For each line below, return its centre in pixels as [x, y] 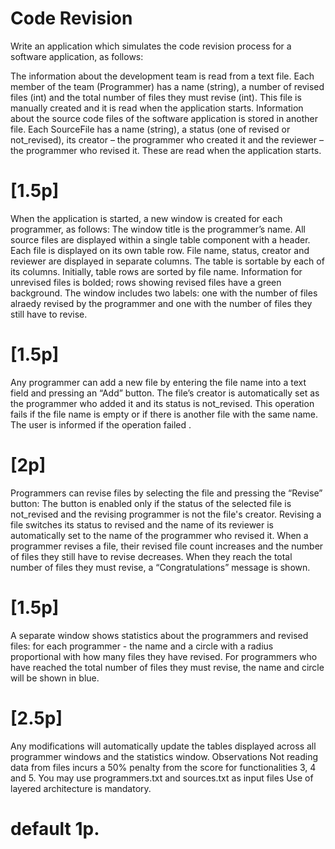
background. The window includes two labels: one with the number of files [164, 293]
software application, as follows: [77, 56]
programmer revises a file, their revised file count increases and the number [167, 546]
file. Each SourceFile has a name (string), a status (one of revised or [150, 129]
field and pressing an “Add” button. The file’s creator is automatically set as [165, 393]
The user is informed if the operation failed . [101, 424]
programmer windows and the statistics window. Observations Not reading [164, 756]
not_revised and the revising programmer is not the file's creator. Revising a [166, 514]
